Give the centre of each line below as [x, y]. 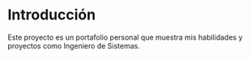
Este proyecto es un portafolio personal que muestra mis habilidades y [125, 37]
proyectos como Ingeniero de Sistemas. [74, 45]
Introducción [52, 15]
